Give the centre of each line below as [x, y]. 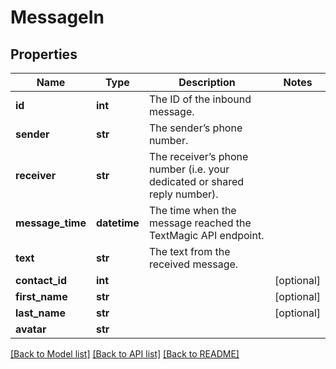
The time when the [192, 210]
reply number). [183, 194]
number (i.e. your [189, 169]
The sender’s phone [195, 128]
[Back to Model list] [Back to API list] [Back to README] [125, 354]
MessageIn [57, 17]
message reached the [200, 223]
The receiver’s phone [198, 156]
